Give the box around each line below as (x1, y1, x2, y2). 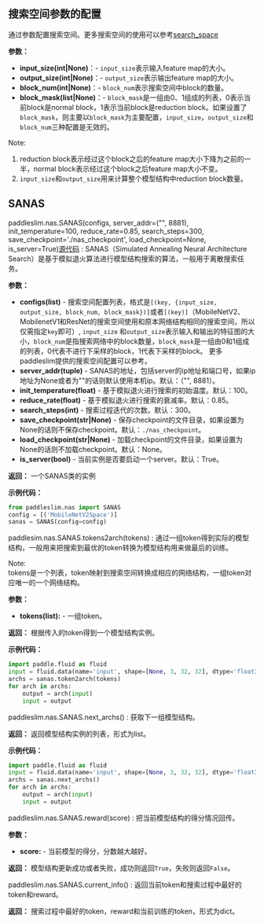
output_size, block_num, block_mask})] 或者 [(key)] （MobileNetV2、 (19, 307, 245, 316)
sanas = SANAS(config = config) (8, 518, 108, 526)
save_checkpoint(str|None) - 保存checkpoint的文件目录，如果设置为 (19, 415, 244, 425)
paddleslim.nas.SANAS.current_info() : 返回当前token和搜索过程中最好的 (8, 880, 242, 889)
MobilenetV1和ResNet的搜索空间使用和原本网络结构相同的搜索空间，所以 (19, 317, 255, 326)
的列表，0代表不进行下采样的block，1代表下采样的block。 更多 (19, 346, 223, 355)
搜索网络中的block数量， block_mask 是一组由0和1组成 (79, 336, 250, 346)
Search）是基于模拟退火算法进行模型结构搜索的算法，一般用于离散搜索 (8, 254, 238, 263)
